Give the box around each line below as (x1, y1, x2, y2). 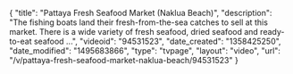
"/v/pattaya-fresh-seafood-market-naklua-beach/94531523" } (9, 55, 239, 65)
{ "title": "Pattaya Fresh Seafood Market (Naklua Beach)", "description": (9, 8, 272, 18)
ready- (260, 27, 285, 37)
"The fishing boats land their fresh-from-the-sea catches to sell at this (9, 17, 268, 28)
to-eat (9, 36, 33, 46)
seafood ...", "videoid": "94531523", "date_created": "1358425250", (33, 36, 281, 46)
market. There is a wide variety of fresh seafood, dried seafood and (9, 27, 259, 37)
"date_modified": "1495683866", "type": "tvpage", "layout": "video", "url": (9, 45, 281, 56)
